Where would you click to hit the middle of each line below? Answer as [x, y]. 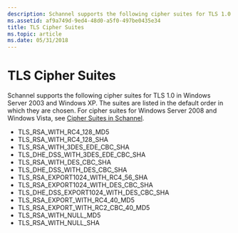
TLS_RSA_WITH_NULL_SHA [58, 223]
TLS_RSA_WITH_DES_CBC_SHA [64, 162]
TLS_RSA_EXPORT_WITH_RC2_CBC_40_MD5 [84, 208]
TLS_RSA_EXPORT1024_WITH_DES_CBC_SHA [85, 185]
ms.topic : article [35, 34]
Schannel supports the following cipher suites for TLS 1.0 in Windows [109, 95]
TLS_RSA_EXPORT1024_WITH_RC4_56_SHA [83, 177]
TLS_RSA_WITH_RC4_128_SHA [63, 140]
